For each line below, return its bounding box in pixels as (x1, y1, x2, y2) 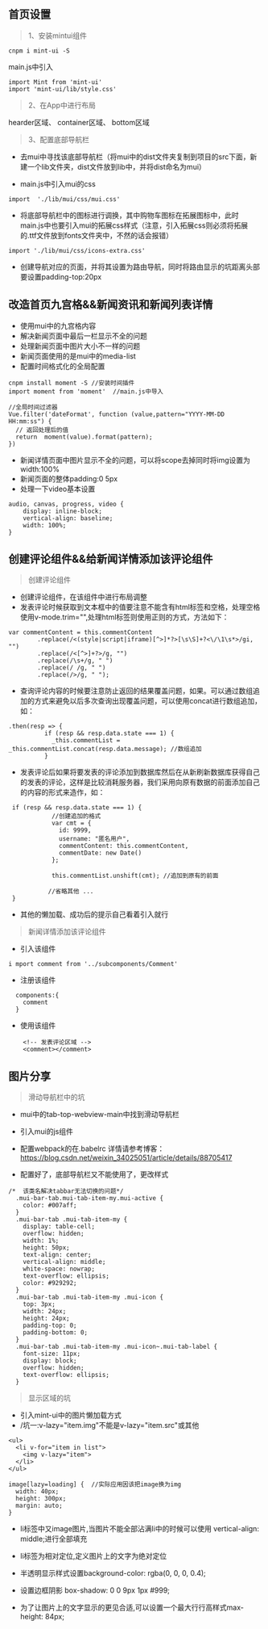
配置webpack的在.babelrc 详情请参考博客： (19, 1144, 165, 1153)
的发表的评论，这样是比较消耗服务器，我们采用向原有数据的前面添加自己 (19, 778, 260, 787)
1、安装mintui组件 (27, 31, 87, 40)
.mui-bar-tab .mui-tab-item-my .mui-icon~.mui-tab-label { (15, 1343, 218, 1351)
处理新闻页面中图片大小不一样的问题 (19, 341, 141, 351)
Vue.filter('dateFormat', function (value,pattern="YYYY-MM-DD (8, 410, 225, 418)
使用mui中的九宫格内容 (19, 321, 97, 330)
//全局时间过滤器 (8, 403, 58, 411)
